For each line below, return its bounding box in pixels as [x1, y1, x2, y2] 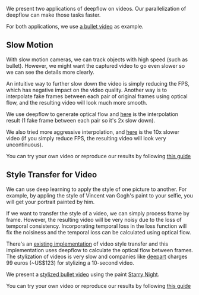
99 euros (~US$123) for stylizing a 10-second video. [6, 259, 135, 266]
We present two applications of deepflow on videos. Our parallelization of [6, 5, 187, 12]
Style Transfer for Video [6, 170, 97, 180]
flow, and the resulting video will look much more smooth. [6, 99, 147, 106]
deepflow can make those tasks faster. [6, 11, 101, 18]
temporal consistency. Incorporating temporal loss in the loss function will [6, 222, 187, 230]
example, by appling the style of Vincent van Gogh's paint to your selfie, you [6, 192, 193, 199]
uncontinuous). [6, 141, 43, 148]
